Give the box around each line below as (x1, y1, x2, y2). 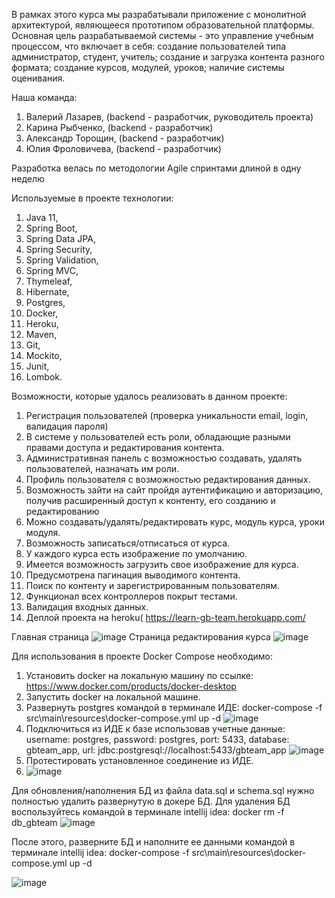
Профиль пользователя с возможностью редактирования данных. (25, 474, 311, 485)
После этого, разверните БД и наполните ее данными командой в (11, 836, 296, 848)
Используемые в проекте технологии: (11, 192, 174, 204)
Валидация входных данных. (25, 601, 149, 613)
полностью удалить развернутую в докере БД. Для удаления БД (11, 795, 291, 807)
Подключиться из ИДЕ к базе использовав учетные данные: (25, 723, 286, 734)
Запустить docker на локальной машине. (25, 691, 201, 703)
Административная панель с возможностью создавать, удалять (25, 452, 303, 464)
